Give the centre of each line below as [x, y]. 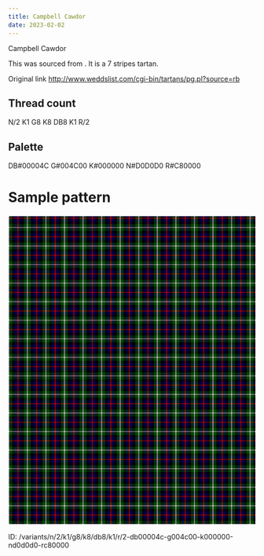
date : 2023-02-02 [37, 25]
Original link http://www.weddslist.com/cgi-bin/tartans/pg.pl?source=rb [124, 79]
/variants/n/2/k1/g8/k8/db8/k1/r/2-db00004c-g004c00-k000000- [126, 537]
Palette [26, 146]
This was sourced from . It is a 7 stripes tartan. [83, 64]
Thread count [42, 103]
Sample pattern [60, 198]
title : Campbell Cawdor [47, 16]
